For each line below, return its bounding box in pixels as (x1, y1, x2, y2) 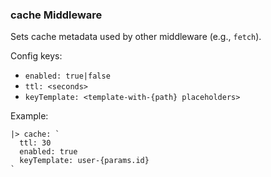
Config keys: (10, 50, 63, 62)
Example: (10, 110, 49, 122)
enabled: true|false (24, 71, 111, 82)
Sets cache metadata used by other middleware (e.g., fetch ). (10, 31, 262, 43)
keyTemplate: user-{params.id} (19, 156, 150, 166)
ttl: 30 (19, 138, 52, 148)
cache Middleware (10, 8, 103, 22)
